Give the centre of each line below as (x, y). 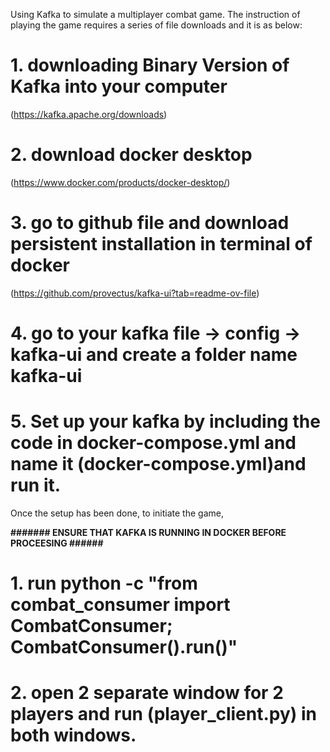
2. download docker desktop (131, 155)
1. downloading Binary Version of (150, 65)
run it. (36, 485)
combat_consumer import (120, 605)
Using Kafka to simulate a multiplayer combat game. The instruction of (155, 14)
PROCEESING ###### (57, 543)
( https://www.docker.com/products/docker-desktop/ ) (120, 182)
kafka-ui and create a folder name (154, 355)
